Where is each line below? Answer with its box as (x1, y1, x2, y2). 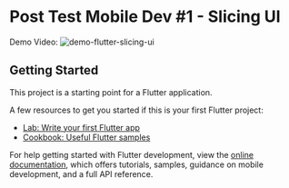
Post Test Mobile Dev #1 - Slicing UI (9, 6, 281, 27)
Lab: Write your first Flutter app (22, 122, 141, 133)
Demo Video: (9, 36, 59, 47)
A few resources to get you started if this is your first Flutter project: (9, 104, 264, 115)
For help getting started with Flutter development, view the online (9, 149, 254, 160)
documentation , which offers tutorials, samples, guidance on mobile (9, 159, 264, 170)
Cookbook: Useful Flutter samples (22, 132, 151, 143)
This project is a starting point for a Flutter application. (9, 86, 213, 97)
